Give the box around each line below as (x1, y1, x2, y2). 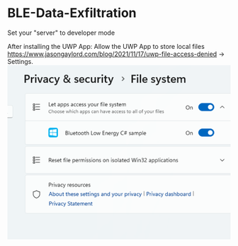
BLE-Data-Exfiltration (7, 5, 137, 21)
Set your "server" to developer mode (7, 28, 115, 37)
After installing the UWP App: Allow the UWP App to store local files (7, 42, 205, 50)
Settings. (7, 57, 33, 65)
